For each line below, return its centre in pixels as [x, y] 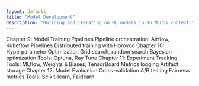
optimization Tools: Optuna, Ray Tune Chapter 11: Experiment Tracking [92, 58]
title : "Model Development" [41, 17]
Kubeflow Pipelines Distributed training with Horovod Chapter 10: [85, 45]
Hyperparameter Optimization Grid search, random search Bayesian [89, 52]
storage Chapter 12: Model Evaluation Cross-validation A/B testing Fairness [98, 71]
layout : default [26, 11]
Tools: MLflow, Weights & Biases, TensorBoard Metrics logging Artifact [92, 64]
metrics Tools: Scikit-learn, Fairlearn [50, 77]
